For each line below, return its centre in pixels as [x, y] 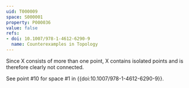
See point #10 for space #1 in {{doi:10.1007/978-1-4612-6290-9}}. [85, 78]
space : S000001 [25, 17]
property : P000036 [28, 22]
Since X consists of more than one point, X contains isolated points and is [95, 61]
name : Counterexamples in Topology [55, 45]
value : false [22, 28]
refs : [13, 33]
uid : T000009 [22, 11]
